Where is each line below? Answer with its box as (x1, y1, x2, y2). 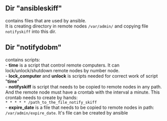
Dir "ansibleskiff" (5, 4, 62, 13)
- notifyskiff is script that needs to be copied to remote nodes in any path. (5, 83, 162, 89)
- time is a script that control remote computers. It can (5, 62, 120, 68)
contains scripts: (5, 56, 40, 63)
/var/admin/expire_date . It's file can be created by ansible (5, 109, 128, 116)
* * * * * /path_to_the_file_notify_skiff (5, 100, 97, 105)
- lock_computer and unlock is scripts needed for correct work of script (5, 73, 158, 79)
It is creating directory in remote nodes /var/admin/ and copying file (5, 23, 149, 29)
